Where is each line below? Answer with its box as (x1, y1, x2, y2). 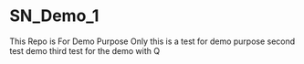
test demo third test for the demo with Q (9, 45, 161, 56)
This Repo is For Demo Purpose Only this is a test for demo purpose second (9, 36, 296, 47)
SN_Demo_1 (9, 5, 100, 27)
